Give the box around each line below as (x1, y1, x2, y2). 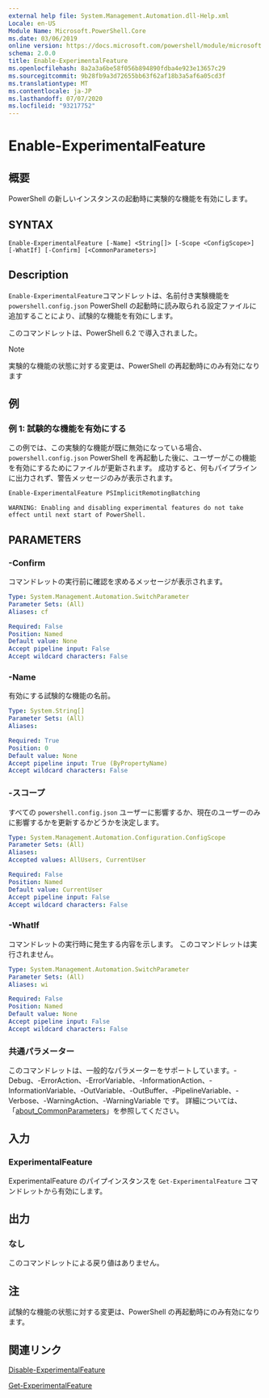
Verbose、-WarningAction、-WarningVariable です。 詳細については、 (8, 1096, 242, 1105)
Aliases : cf (8, 608, 48, 616)
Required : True (8, 736, 60, 744)
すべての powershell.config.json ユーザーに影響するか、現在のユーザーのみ (8, 807, 261, 817)
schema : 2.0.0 (8, 49, 57, 57)
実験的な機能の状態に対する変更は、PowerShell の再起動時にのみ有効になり (8, 360, 260, 370)
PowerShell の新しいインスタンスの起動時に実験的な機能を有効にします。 (8, 194, 252, 204)
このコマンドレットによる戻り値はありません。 (8, 1258, 164, 1268)
